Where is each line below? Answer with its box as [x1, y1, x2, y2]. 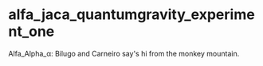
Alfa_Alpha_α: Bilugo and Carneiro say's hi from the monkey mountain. [8, 49, 240, 58]
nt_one [8, 22, 55, 41]
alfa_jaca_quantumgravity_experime [8, 6, 255, 24]
